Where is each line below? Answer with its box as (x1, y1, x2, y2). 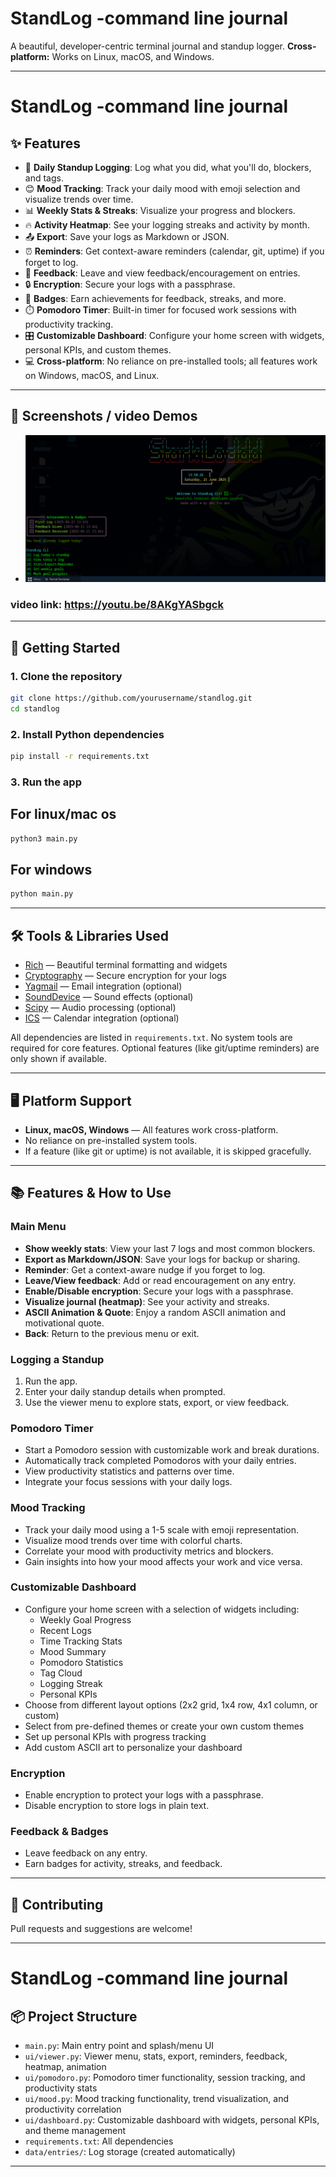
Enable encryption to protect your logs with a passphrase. (24, 1789, 264, 1801)
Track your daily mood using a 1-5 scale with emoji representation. (24, 1523, 299, 1536)
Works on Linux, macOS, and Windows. (51, 50, 215, 62)
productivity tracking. (24, 318, 114, 330)
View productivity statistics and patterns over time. (24, 1465, 235, 1477)
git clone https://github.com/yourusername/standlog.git (10, 693, 253, 704)
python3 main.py (10, 833, 78, 844)
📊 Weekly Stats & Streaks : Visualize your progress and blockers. (24, 204, 296, 216)
